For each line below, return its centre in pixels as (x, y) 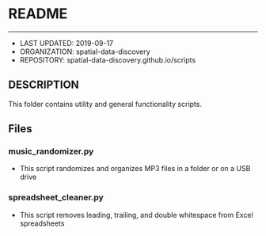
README (38, 14)
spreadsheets (42, 223)
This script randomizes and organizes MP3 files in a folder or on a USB (135, 169)
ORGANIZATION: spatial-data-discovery (85, 51)
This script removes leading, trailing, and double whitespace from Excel (136, 215)
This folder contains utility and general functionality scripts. (105, 104)
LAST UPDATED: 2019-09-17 (66, 43)
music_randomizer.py (51, 151)
